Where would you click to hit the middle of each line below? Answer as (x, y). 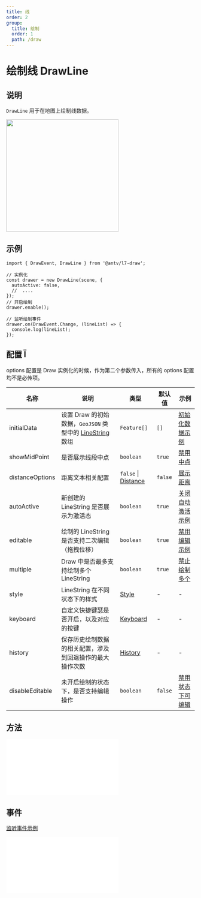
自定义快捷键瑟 (82, 610)
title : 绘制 (26, 28)
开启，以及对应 (88, 619)
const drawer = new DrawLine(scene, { (54, 280)
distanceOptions (32, 477)
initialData (23, 427)
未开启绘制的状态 (85, 682)
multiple (20, 569)
